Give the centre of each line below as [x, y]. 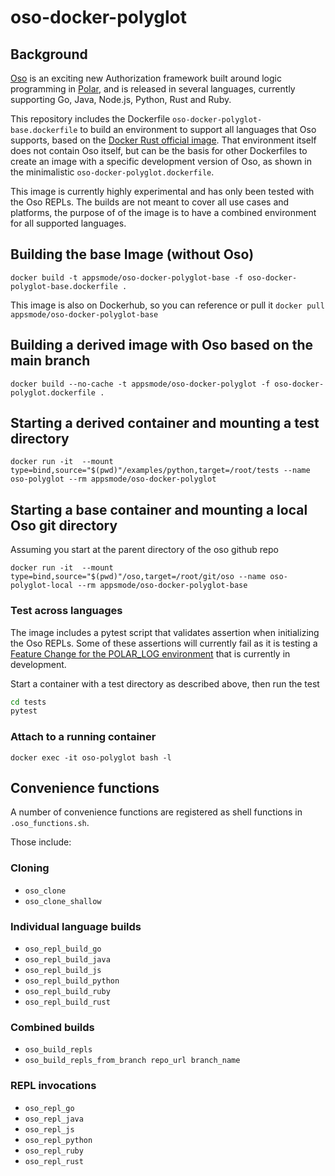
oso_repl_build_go [63, 949]
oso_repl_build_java [67, 960]
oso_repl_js [49, 1129]
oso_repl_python [58, 1140]
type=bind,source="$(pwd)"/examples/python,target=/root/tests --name [160, 471]
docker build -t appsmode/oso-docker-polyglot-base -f [127, 277]
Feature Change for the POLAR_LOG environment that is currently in [150, 653]
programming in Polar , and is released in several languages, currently [153, 89]
